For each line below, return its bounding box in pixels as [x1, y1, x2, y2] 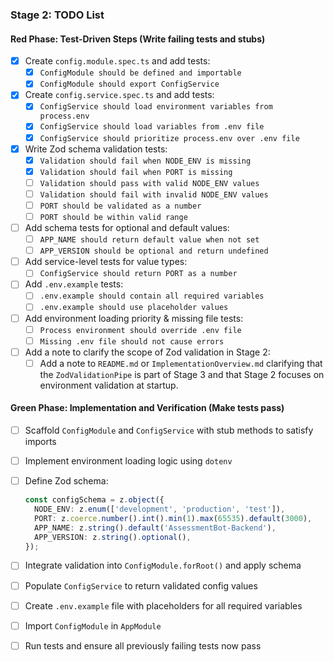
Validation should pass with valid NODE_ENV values [39, 178, 260, 188]
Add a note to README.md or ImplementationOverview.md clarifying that [39, 357, 323, 369]
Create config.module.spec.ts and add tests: [24, 55, 211, 67]
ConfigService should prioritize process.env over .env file [39, 133, 300, 143]
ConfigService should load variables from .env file [39, 122, 265, 132]
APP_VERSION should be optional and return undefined [39, 246, 269, 257]
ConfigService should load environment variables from [39, 102, 273, 112]
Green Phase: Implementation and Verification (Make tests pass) [10, 402, 285, 414]
